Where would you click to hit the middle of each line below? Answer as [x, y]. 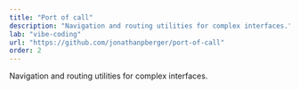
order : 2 [25, 51]
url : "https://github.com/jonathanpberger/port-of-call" [117, 42]
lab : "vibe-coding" [45, 34]
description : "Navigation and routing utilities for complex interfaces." [151, 26]
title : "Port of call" [51, 17]
